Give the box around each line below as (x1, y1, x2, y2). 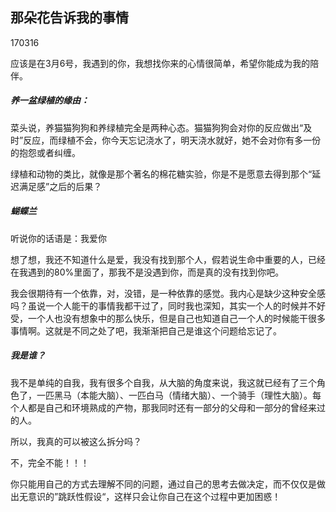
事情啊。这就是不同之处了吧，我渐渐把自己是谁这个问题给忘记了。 (10, 324, 282, 337)
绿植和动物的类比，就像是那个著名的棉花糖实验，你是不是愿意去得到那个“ (10, 168, 313, 180)
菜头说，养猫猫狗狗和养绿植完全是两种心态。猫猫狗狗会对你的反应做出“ (10, 121, 304, 133)
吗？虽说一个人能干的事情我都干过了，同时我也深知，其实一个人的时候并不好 (10, 299, 326, 312)
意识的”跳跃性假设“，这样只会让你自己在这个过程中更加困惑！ (27, 490, 282, 502)
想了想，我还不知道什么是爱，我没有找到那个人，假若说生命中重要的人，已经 (10, 253, 326, 265)
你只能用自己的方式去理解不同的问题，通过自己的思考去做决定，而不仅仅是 (10, 478, 317, 490)
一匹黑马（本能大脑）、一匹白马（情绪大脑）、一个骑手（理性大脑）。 (36, 389, 313, 401)
